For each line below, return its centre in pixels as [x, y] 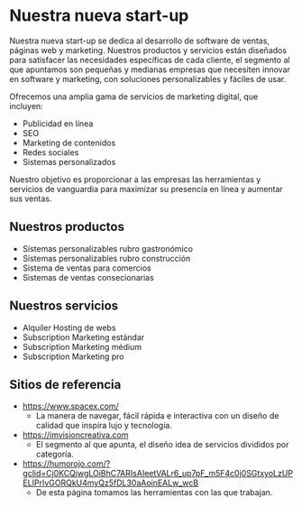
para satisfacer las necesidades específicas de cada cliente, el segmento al [150, 60]
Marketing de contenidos [69, 143]
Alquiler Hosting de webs [69, 327]
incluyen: [26, 106]
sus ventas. [31, 198]
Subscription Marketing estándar [83, 337]
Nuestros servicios [64, 306]
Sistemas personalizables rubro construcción [106, 258]
